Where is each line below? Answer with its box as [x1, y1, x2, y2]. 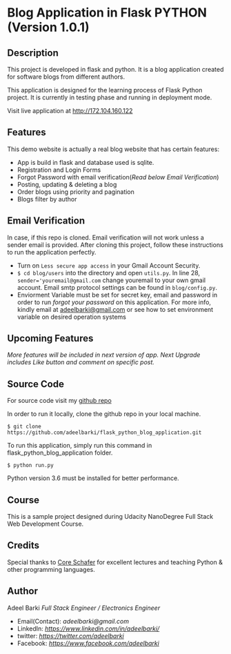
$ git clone [7, 423, 41, 430]
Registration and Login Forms [17, 166, 101, 174]
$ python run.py [7, 462, 54, 469]
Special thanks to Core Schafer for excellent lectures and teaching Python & [7, 557, 223, 566]
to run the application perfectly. [7, 248, 97, 256]
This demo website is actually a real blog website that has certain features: [7, 145, 219, 153]
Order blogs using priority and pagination [17, 188, 134, 196]
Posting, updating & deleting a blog [17, 180, 117, 188]
